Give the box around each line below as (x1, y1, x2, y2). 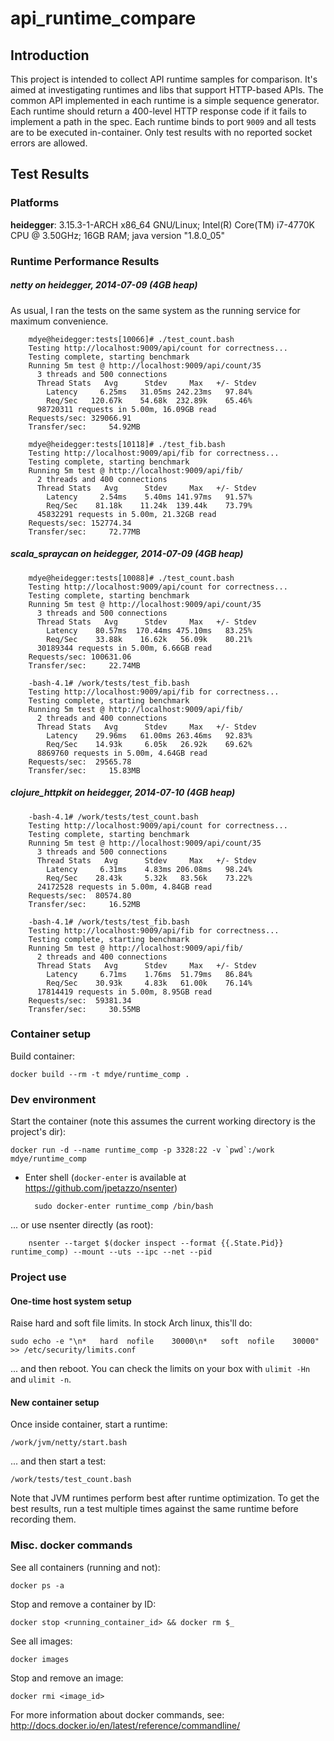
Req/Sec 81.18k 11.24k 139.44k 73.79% (46, 500, 253, 511)
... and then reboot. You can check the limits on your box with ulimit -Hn (10, 1363, 311, 1375)
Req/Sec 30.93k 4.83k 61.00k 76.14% (46, 978, 253, 988)
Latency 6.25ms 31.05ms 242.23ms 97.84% (46, 387, 253, 397)
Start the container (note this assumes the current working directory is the (10, 1115, 316, 1127)
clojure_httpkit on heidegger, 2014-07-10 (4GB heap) (10, 787, 236, 799)
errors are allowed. (10, 137, 88, 149)
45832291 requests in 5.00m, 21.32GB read (36, 509, 217, 519)
